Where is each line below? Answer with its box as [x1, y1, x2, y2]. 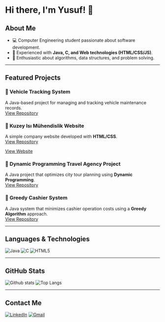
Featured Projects [5, 74, 61, 82]
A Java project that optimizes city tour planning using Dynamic [5, 172, 133, 177]
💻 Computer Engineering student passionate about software [12, 37, 136, 43]
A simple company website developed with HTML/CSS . [5, 133, 117, 139]
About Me [5, 24, 36, 32]
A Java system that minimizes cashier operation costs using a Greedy [5, 205, 146, 211]
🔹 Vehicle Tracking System [5, 88, 70, 95]
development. [12, 44, 40, 50]
